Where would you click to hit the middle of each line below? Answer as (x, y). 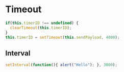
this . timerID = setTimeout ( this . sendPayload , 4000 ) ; (63, 37)
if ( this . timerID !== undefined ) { (42, 23)
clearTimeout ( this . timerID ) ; (41, 28)
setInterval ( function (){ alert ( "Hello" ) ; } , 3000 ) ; (61, 65)
